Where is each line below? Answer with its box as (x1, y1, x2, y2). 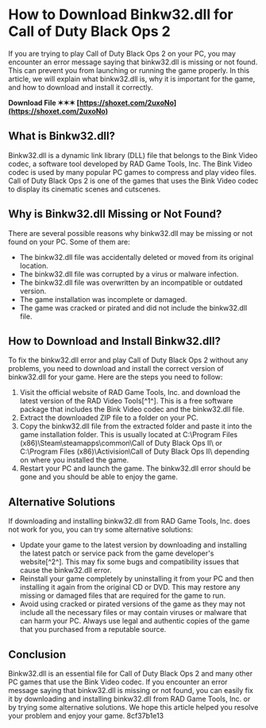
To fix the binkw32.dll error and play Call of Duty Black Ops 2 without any (8, 355, 249, 365)
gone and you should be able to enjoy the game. (19, 472, 179, 482)
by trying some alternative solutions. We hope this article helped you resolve (8, 703, 259, 712)
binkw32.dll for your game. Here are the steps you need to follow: (8, 372, 223, 382)
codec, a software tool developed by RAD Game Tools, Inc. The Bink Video (8, 159, 253, 168)
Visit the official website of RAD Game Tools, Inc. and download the (19, 388, 241, 397)
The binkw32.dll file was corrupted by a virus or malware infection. (19, 269, 239, 279)
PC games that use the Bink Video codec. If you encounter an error (8, 677, 228, 687)
